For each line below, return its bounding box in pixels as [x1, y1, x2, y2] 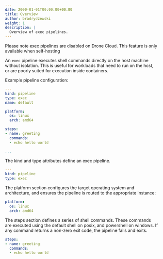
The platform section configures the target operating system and [5, 185, 135, 191]
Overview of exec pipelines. [9, 30, 68, 34]
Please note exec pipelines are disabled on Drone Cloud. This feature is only [5, 43, 158, 49]
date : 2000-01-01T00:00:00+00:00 [5, 7, 73, 12]
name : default [5, 100, 34, 105]
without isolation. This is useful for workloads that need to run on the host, [5, 63, 154, 68]
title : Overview [5, 12, 38, 16]
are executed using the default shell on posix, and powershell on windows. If [5, 222, 158, 228]
